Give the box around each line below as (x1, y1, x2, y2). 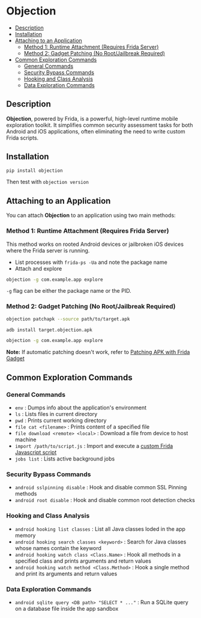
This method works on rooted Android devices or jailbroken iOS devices (6, 240, 184, 248)
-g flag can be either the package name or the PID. (6, 287, 131, 295)
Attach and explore (14, 265, 62, 272)
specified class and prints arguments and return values (14, 557, 152, 564)
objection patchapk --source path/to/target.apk (6, 316, 130, 322)
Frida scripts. (6, 134, 39, 141)
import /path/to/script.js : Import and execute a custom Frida (14, 442, 173, 450)
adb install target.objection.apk (6, 326, 93, 333)
